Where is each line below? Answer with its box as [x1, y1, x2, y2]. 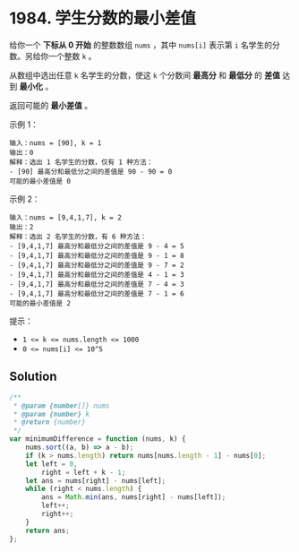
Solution [9, 369, 57, 384]
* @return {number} [13, 418, 87, 427]
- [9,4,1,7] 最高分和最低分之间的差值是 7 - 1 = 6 [9, 289, 185, 298]
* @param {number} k [13, 410, 90, 418]
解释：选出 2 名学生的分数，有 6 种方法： [9, 232, 148, 241]
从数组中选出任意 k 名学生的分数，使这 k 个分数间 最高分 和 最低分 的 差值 [9, 69, 280, 81]
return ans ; [25, 526, 70, 535]
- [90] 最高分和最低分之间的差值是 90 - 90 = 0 [9, 167, 173, 176]
